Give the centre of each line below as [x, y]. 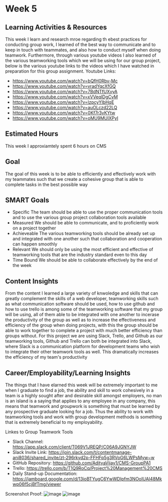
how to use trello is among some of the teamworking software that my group [84, 309]
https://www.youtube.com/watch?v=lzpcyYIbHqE [63, 102]
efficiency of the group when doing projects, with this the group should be [82, 325]
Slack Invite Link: [30, 452]
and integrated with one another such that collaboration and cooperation [87, 239]
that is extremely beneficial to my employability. [54, 422]
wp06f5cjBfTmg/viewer [37, 484]
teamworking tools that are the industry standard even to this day [79, 255]
